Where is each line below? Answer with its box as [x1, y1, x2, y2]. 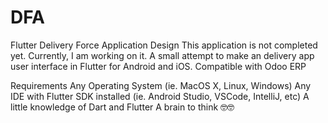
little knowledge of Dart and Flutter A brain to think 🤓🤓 [10, 101, 235, 113]
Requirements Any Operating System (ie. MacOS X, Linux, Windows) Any [10, 79, 312, 91]
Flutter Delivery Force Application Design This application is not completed [10, 39, 318, 51]
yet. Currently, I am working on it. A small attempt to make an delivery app [10, 49, 315, 61]
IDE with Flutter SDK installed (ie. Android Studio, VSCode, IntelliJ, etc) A [10, 90, 310, 102]
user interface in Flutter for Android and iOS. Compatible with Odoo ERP [10, 60, 307, 72]
